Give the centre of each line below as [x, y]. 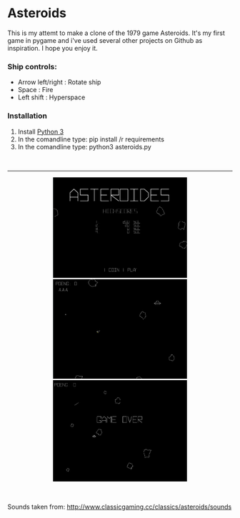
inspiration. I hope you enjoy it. [52, 48]
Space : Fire [35, 90]
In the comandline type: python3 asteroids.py [84, 146]
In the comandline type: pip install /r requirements [91, 139]
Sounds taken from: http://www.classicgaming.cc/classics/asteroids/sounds [120, 507]
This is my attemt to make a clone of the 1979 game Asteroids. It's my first [116, 33]
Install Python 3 [41, 131]
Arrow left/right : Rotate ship [59, 82]
